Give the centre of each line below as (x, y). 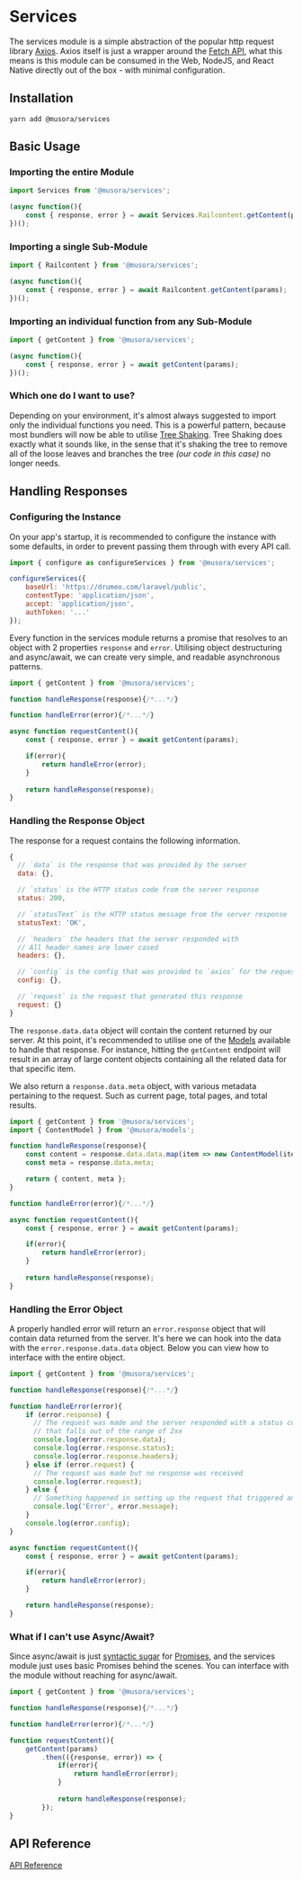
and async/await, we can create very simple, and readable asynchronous (145, 657)
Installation (41, 98)
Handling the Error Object (66, 1309)
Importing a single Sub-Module (79, 246)
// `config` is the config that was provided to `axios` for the (142, 972)
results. (23, 1105)
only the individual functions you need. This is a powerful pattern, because (147, 425)
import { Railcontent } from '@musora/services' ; (104, 266)
